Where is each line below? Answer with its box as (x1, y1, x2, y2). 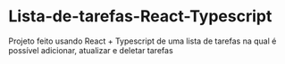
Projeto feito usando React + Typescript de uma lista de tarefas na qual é (8, 36, 277, 46)
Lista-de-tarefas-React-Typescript (8, 6, 272, 27)
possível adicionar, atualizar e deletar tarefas (8, 44, 173, 55)
